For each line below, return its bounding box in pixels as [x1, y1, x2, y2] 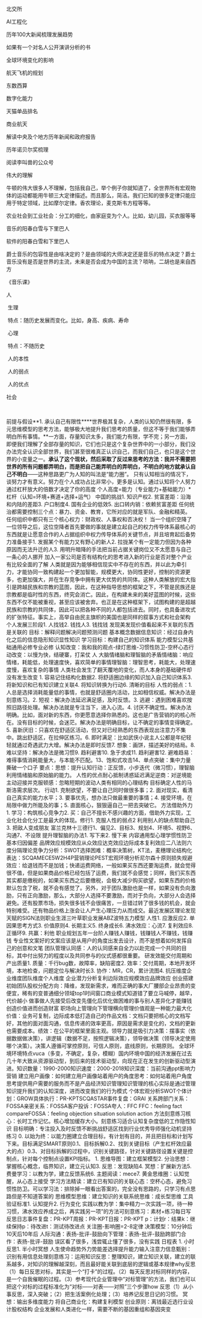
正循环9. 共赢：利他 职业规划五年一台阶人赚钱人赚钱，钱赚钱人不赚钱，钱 [6, 929, 188, 936]
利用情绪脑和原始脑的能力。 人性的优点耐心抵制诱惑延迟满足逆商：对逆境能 [6, 772, 192, 778]
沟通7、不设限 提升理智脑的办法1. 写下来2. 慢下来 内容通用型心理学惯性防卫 [6, 832, 192, 838]
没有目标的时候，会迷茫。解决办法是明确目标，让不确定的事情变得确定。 [16, 719, 196, 726]
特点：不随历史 [7, 342, 45, 349]
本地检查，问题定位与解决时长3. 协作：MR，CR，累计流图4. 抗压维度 [16, 967, 187, 974]
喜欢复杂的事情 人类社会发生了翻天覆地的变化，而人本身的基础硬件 [22, 666, 187, 673]
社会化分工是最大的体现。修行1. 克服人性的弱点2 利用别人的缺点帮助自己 [16, 817, 195, 823]
